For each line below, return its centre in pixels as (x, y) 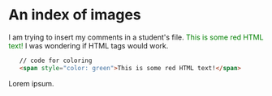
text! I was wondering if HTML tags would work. (89, 45)
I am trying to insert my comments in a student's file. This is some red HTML (136, 37)
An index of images (75, 15)
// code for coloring (56, 61)
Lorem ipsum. (31, 83)
